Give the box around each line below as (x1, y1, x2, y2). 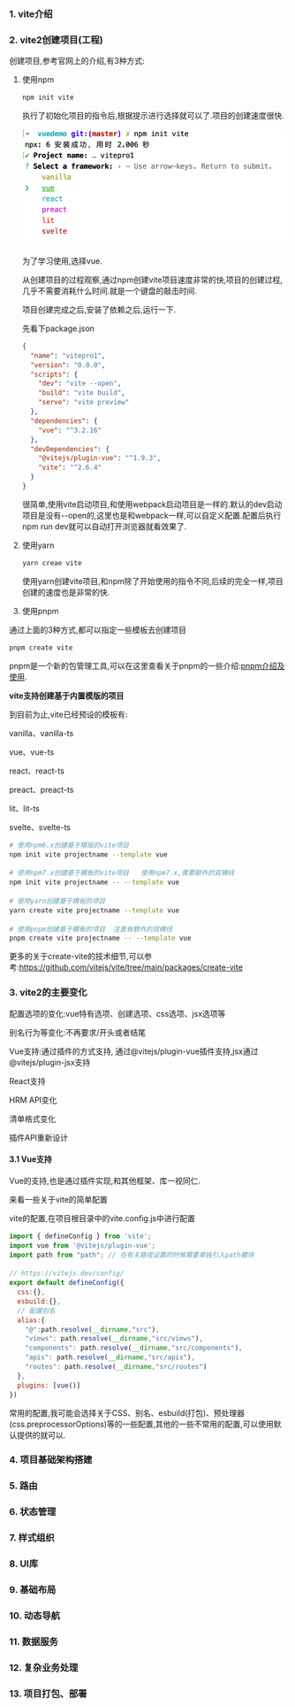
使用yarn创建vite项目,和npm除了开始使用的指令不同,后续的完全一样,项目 (21, 575, 284, 586)
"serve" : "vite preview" (38, 398, 130, 407)
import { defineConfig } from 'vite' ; (9, 1232, 152, 1241)
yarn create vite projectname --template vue (9, 905, 179, 915)
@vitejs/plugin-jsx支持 (9, 1057, 91, 1067)
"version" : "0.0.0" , (30, 360, 106, 369)
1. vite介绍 (9, 7, 53, 19)
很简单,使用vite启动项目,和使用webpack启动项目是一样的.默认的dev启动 (21, 498, 283, 510)
